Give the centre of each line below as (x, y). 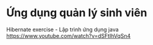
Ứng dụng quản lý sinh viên (77, 13)
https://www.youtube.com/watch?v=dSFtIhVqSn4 (69, 35)
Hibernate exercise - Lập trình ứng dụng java (62, 29)
